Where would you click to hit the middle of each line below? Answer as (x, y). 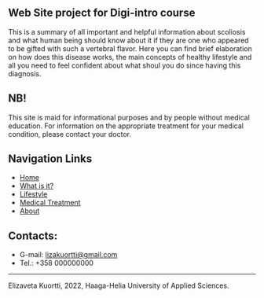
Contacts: (33, 235)
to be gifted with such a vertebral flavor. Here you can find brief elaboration (130, 48)
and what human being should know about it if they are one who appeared (128, 40)
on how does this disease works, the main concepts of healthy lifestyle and (130, 57)
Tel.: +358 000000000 (57, 263)
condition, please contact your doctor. (70, 134)
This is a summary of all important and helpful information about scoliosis (127, 31)
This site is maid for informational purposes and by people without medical (129, 117)
